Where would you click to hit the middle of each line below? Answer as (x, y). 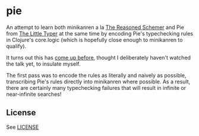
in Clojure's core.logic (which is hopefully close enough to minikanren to (94, 40)
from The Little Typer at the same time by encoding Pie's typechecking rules (100, 33)
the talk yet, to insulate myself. (43, 64)
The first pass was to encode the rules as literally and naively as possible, (96, 75)
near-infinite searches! (34, 94)
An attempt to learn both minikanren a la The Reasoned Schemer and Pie (95, 27)
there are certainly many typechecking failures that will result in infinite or (96, 88)
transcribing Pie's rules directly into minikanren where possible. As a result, (98, 82)
